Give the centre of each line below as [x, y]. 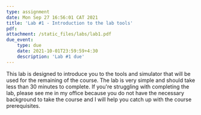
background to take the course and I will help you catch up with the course [99, 99]
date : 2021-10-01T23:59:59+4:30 [57, 51]
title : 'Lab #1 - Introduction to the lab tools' [70, 23]
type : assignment [28, 12]
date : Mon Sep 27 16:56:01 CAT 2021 [52, 17]
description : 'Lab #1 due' [51, 57]
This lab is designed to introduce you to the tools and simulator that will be [98, 73]
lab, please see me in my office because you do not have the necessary [95, 93]
